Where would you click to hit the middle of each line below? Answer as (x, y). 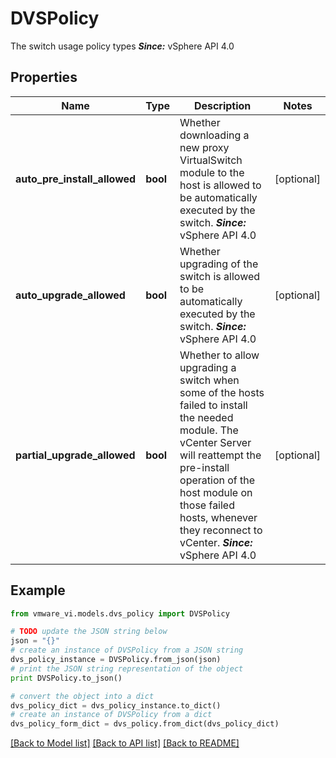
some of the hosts (222, 392)
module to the (212, 172)
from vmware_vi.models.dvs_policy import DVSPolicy (120, 613)
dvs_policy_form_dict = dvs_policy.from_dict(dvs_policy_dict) (145, 724)
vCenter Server (215, 442)
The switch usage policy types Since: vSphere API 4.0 (122, 46)
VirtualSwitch (211, 160)
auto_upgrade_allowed (70, 295)
